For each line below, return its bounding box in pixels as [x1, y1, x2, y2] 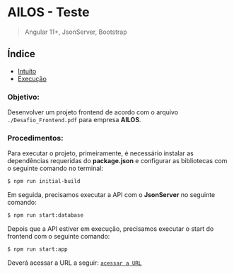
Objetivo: [7, 92, 40, 102]
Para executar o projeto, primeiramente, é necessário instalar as [7, 149, 194, 157]
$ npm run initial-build [7, 178, 81, 185]
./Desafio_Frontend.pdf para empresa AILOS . [7, 116, 141, 124]
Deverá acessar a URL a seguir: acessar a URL [7, 258, 142, 267]
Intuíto [17, 66, 37, 75]
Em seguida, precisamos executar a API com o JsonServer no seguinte [7, 191, 216, 199]
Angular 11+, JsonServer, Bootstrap [24, 28, 127, 36]
